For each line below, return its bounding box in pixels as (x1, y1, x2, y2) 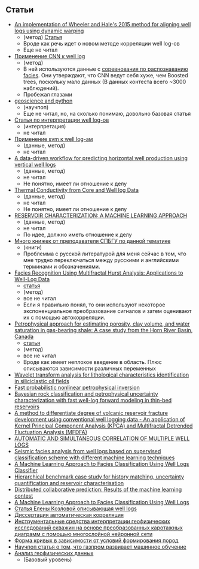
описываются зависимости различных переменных (23, 365, 157, 372)
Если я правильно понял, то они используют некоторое (23, 301, 166, 308)
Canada (14, 333, 34, 340)
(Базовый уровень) (23, 556, 72, 563)
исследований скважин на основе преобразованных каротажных (14, 524, 183, 531)
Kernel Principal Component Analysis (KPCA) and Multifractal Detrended (14, 422, 193, 429)
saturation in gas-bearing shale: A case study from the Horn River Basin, (14, 326, 193, 333)
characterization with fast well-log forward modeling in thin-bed (14, 396, 172, 404)
